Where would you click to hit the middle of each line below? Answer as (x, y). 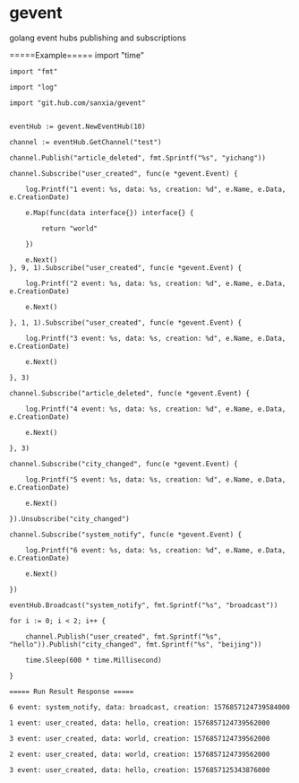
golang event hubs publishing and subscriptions (98, 38)
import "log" (34, 87)
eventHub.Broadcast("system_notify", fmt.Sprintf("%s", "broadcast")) (144, 605)
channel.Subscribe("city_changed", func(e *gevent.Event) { (124, 464)
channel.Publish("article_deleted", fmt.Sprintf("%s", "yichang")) (138, 158)
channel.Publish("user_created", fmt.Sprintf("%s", (124, 636)
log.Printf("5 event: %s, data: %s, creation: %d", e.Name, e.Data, (156, 479)
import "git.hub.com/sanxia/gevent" (77, 103)
